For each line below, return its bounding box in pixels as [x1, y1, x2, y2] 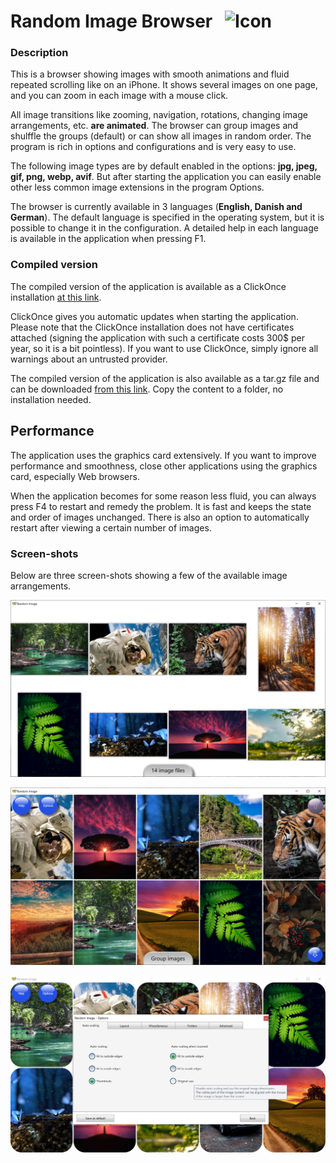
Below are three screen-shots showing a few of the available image [10, 569, 288, 581]
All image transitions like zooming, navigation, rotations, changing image [10, 109, 308, 121]
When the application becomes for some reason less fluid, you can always [10, 490, 317, 502]
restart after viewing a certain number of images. [10, 521, 212, 534]
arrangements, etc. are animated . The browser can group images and [10, 120, 299, 132]
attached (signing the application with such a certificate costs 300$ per [10, 331, 305, 344]
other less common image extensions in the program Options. [10, 181, 265, 194]
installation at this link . [10, 291, 102, 303]
